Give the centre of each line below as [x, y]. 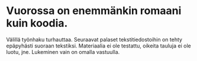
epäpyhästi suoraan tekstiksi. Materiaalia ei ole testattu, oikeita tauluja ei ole [98, 46]
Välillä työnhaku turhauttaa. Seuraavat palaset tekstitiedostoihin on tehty [94, 39]
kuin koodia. [37, 23]
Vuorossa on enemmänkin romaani [94, 11]
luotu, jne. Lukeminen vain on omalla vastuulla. [63, 52]
